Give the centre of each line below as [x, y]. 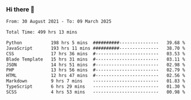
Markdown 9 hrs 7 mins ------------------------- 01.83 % [95, 81]
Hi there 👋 [21, 9]
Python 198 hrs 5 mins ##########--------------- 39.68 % [95, 43]
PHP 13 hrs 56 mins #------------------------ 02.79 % [95, 70]
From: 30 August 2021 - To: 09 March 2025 [59, 22]
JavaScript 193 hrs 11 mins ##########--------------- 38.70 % [95, 48]
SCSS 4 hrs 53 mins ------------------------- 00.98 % [95, 92]
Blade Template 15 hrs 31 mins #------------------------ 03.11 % [95, 59]
